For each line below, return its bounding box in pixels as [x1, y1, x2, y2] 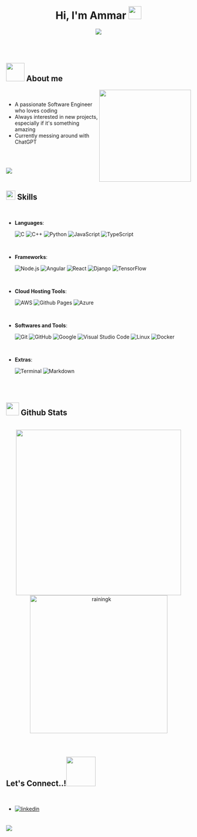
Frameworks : [14, 253, 48, 260]
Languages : [14, 219, 45, 226]
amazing [14, 125, 36, 132]
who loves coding [14, 107, 57, 114]
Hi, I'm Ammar [55, 9, 127, 22]
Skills [16, 192, 38, 202]
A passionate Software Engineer [14, 101, 93, 108]
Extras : [14, 356, 33, 363]
